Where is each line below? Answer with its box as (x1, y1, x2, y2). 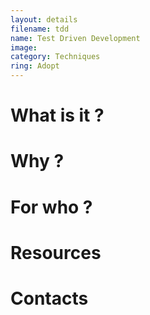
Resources (10, 241, 102, 264)
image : (10, 42, 38, 53)
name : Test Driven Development (10, 33, 141, 43)
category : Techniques (10, 52, 101, 62)
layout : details (10, 14, 78, 25)
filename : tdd (10, 24, 70, 34)
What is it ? (10, 104, 105, 127)
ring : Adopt (10, 61, 60, 71)
